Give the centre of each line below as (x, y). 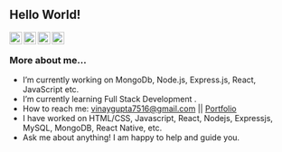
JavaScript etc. (51, 90)
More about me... (48, 60)
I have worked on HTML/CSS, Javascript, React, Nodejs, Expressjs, (148, 119)
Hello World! (45, 15)
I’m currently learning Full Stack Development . (109, 100)
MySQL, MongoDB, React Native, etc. (92, 128)
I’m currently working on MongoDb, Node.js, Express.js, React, (139, 80)
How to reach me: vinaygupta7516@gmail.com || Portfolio (129, 109)
